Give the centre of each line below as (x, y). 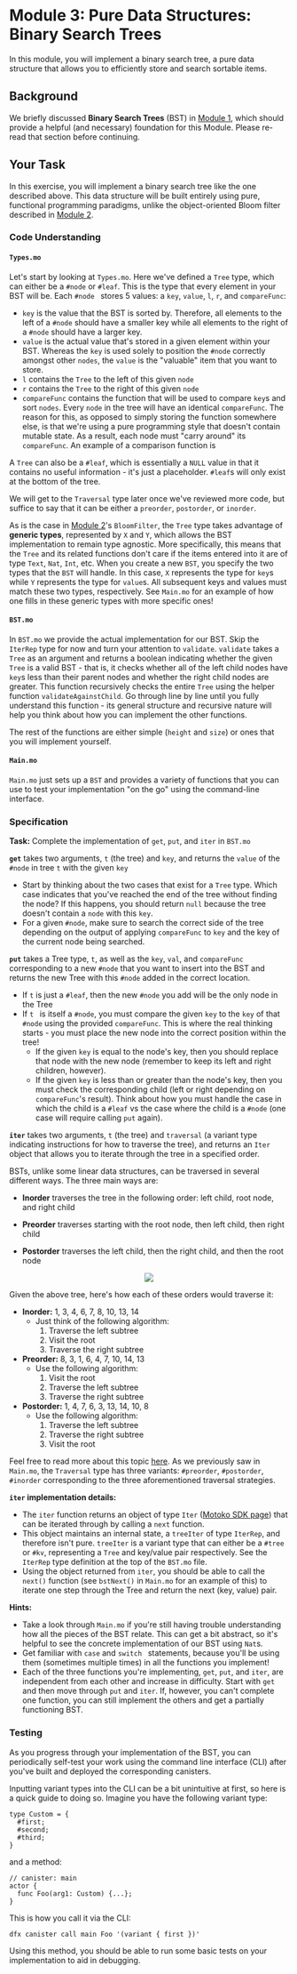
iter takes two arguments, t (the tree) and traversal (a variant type (133, 1135)
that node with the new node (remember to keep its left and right (153, 1061)
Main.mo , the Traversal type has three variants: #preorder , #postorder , (137, 1471)
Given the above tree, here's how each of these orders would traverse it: (141, 1295)
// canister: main (43, 1878)
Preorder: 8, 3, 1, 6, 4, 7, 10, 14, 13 (83, 1359)
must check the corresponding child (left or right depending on (150, 1089)
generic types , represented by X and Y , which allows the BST (121, 534)
